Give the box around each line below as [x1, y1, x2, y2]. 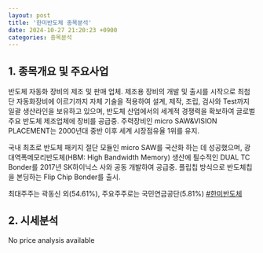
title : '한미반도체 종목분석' [8, 19, 93, 27]
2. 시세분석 [8, 214, 59, 228]
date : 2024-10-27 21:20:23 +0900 [8, 26, 118, 34]
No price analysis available [8, 235, 95, 244]
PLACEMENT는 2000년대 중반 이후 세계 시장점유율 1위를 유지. [8, 126, 200, 136]
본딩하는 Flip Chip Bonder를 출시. [16, 172, 121, 181]
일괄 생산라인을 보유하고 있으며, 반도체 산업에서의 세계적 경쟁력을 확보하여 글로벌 [8, 107, 256, 116]
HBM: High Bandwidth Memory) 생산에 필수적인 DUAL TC [68, 152, 250, 162]
